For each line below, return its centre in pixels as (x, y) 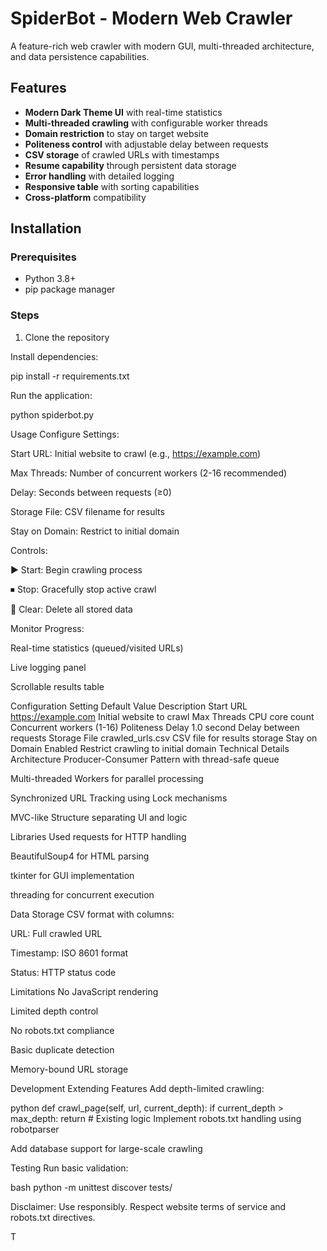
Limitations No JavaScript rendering (84, 991)
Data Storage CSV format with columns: (92, 914)
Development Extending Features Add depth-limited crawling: (137, 1088)
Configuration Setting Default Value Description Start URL (129, 706)
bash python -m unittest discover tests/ (91, 1187)
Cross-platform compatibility (85, 197)
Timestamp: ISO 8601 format (69, 953)
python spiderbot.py (52, 414)
